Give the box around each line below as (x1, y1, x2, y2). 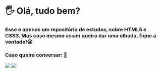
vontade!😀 (5, 39, 33, 46)
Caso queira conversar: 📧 (5, 51, 68, 58)
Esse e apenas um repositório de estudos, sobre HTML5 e (5, 26, 147, 33)
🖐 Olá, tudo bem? (5, 5, 81, 17)
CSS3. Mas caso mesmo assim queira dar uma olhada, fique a (5, 32, 157, 39)
